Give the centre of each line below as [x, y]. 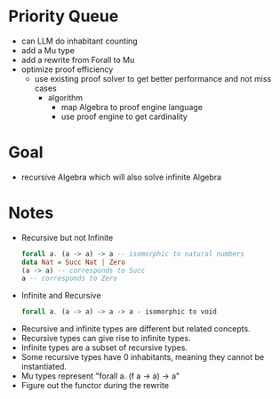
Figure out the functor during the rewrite [95, 386]
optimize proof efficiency [67, 69]
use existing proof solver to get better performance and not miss [153, 78]
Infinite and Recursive [61, 296]
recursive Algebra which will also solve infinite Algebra [121, 177]
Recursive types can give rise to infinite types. [106, 339]
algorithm [65, 97]
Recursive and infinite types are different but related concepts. [136, 329]
